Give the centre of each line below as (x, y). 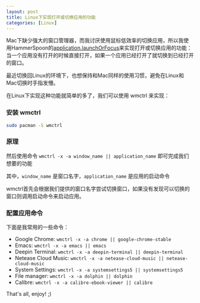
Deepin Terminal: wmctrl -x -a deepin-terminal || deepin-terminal (99, 252)
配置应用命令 (25, 213)
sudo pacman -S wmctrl (34, 125)
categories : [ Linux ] (32, 23)
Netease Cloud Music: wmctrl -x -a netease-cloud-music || (89, 258)
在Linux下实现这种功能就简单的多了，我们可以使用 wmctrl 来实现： (88, 95)
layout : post (22, 12)
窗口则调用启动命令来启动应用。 (45, 196)
